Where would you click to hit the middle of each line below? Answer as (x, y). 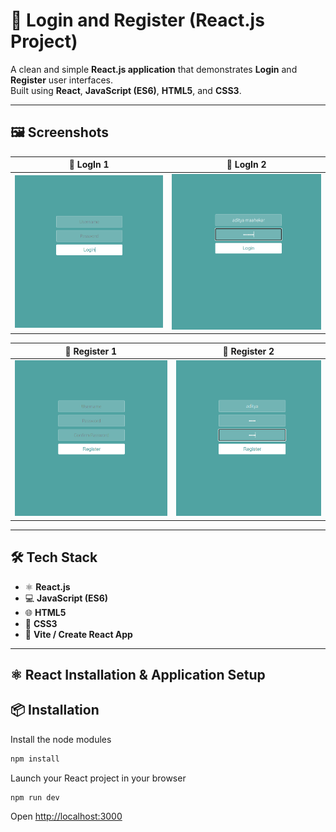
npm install (35, 759)
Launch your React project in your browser (98, 778)
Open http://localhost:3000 (66, 816)
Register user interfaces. (62, 80)
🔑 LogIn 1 (89, 165)
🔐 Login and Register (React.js (137, 20)
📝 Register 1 (91, 351)
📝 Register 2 (248, 351)
